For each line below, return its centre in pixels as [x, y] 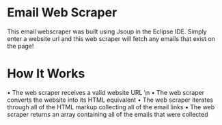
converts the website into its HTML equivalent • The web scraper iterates [110, 100]
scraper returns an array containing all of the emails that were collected [108, 114]
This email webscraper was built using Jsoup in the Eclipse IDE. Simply [107, 31]
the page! [20, 46]
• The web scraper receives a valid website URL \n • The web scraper [106, 92]
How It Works [46, 74]
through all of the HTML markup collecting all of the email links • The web [111, 107]
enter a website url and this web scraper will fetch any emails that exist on [111, 38]
